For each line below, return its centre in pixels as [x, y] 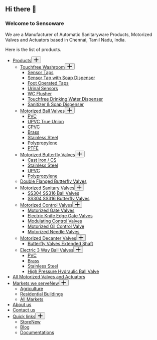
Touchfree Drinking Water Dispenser [65, 99]
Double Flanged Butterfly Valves [53, 181]
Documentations [37, 332]
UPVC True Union [46, 121]
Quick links [24, 316]
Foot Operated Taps [48, 83]
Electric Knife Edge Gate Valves [60, 215]
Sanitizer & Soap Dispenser [56, 104]
